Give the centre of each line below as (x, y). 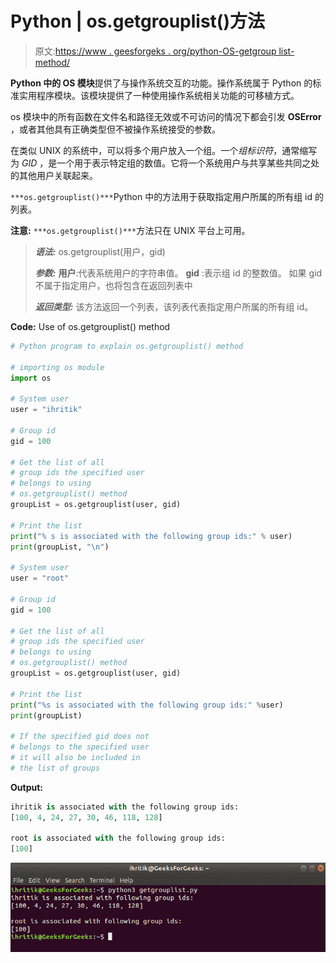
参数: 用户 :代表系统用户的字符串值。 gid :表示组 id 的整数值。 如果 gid (178, 273)
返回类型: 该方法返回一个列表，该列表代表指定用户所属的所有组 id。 (174, 306)
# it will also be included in (75, 758)
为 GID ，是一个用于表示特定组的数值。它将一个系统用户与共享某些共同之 (161, 163)
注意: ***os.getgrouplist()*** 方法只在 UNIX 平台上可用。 (130, 230)
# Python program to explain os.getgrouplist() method (127, 346)
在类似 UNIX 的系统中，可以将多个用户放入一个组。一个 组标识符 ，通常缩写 (164, 150)
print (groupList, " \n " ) (60, 547)
